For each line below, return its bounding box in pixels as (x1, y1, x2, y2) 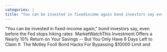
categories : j (5, 7, 35, 12)
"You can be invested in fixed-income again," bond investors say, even (5, 25, 150, 31)
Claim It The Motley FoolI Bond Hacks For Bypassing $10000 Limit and (5, 41, 151, 47)
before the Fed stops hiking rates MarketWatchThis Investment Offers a (5, 31, 153, 37)
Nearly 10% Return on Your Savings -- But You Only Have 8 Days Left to (5, 36, 153, 42)
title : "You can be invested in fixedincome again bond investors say (5, 12, 155, 17)
